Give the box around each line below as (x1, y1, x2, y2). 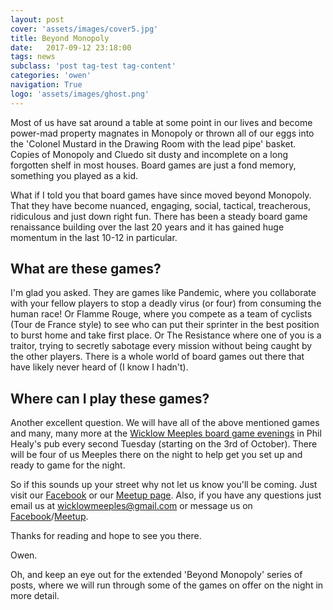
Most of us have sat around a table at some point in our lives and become (10, 116, 313, 128)
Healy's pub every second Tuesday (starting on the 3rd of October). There (10, 438, 318, 450)
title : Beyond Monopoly (10, 33, 110, 43)
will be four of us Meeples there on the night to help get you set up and (10, 449, 303, 461)
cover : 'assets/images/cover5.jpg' (10, 24, 159, 34)
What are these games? (10, 261, 162, 278)
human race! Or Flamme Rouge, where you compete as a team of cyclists (10, 308, 313, 320)
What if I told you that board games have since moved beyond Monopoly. (10, 189, 312, 201)
